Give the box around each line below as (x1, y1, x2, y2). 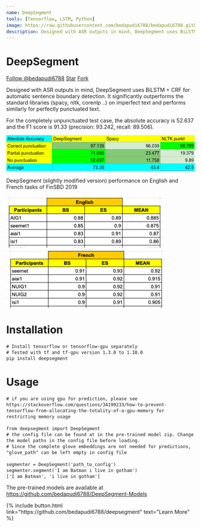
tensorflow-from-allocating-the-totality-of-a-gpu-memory (6, 407, 154, 413)
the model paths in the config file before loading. (6, 437, 141, 443)
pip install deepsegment (6, 356, 68, 361)
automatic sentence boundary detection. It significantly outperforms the (6, 93, 184, 100)
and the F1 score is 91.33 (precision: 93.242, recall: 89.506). (6, 123, 154, 131)
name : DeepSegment (6, 10, 52, 16)
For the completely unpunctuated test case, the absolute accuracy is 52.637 (6, 117, 194, 124)
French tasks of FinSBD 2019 (6, 183, 78, 191)
